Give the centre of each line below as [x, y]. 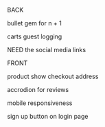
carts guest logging [35, 36]
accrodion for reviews [38, 90]
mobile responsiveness [40, 103]
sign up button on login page [48, 116]
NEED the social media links [47, 50]
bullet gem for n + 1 [34, 23]
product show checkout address [53, 76]
